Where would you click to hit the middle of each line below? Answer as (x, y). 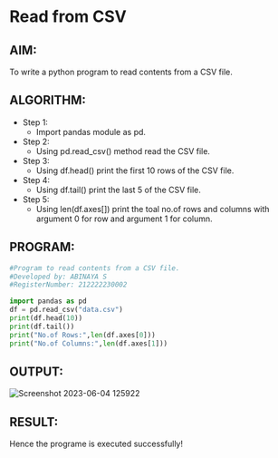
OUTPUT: (36, 371)
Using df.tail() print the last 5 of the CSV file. (118, 190)
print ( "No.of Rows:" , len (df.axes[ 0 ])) (82, 335)
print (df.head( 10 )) (46, 318)
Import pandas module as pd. (91, 132)
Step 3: (36, 161)
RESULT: (34, 422)
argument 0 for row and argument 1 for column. (124, 219)
